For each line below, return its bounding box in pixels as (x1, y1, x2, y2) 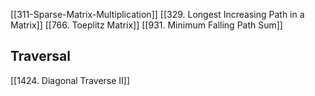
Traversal (10, 48, 71, 65)
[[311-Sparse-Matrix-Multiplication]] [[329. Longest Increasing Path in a (10, 9, 305, 20)
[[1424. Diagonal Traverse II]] (10, 74, 131, 86)
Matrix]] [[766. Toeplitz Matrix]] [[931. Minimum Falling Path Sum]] (10, 19, 283, 31)
